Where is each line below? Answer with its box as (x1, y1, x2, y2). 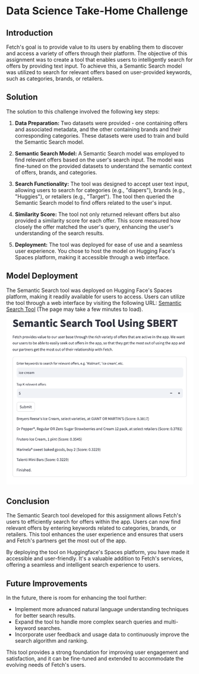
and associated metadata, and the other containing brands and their (14, 126, 182, 133)
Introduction (6, 28, 53, 38)
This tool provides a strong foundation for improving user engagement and (6, 648, 189, 656)
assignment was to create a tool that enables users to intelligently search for (6, 56, 193, 63)
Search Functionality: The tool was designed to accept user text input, (14, 180, 189, 187)
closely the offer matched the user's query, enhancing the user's (14, 223, 174, 230)
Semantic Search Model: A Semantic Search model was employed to (14, 150, 185, 157)
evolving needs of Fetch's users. (6, 661, 86, 668)
